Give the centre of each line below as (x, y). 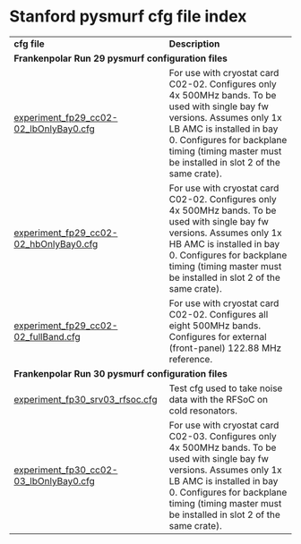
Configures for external (218, 336)
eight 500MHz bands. (215, 326)
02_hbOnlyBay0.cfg (56, 243)
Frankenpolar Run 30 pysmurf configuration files (121, 373)
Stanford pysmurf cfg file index (128, 17)
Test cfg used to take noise (226, 388)
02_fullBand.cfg (47, 336)
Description (194, 44)
